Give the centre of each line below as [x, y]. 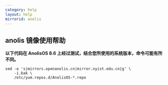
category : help [21, 10]
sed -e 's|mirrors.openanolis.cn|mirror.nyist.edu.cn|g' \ [68, 69]
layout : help [19, 14]
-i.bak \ [23, 73]
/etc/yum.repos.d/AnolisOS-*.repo [50, 78]
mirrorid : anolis [23, 19]
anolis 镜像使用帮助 [36, 40]
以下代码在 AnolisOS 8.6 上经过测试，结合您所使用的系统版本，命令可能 [79, 53]
